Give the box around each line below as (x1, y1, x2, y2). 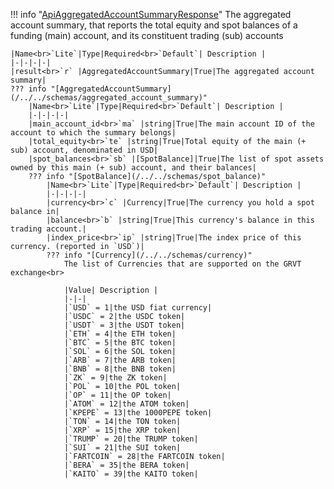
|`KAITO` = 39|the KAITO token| (63, 469, 199, 479)
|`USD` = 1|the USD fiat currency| (63, 303, 213, 313)
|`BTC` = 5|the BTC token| (63, 338, 177, 348)
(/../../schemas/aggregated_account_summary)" (10, 93, 208, 103)
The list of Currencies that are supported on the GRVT (63, 259, 302, 269)
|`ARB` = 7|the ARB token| (63, 355, 177, 365)
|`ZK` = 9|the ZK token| (63, 373, 168, 383)
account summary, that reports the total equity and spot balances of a (10, 19, 298, 31)
